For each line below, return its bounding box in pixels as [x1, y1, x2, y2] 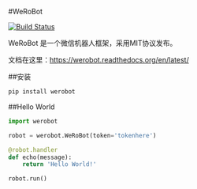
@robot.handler [8, 146, 58, 153]
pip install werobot [8, 88, 76, 96]
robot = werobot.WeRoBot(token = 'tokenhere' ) [8, 131, 157, 139]
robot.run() [8, 175, 47, 183]
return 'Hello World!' [22, 161, 97, 168]
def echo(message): [8, 153, 72, 161]
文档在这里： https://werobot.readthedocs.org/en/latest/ [8, 55, 189, 64]
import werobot [8, 117, 58, 125]
